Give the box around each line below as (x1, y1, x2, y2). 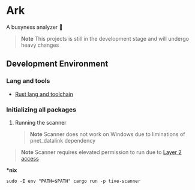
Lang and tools (6, 77, 50, 85)
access (20, 155, 39, 162)
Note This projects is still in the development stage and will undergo (20, 35, 189, 42)
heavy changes (20, 41, 59, 49)
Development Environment (6, 59, 109, 69)
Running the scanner (14, 119, 67, 126)
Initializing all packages (6, 105, 77, 114)
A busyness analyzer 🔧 (6, 23, 63, 31)
